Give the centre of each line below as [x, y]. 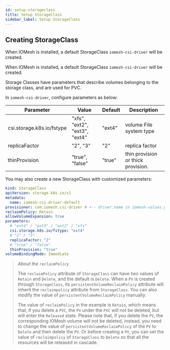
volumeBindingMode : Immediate [37, 254]
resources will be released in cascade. [58, 342]
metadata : [16, 198]
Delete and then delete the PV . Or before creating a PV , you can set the [91, 332]
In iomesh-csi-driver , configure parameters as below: [61, 98]
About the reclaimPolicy [43, 264]
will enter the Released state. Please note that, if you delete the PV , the [90, 316]
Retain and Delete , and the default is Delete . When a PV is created [86, 279]
